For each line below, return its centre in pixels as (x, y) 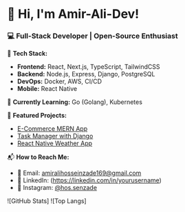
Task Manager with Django (55, 136)
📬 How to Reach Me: (38, 157)
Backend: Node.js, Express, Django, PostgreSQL (86, 74)
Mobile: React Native (47, 89)
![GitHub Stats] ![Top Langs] (47, 201)
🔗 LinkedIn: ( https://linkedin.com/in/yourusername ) (89, 180)
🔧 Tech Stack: (28, 54)
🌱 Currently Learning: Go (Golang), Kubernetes (75, 102)
